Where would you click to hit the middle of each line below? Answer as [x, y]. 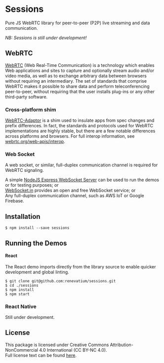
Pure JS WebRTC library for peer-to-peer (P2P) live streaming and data [78, 23]
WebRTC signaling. [24, 170]
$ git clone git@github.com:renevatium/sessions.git [61, 281]
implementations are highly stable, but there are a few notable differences [80, 131]
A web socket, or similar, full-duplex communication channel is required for [82, 165]
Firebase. [15, 201]
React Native [21, 307]
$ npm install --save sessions [37, 228]
